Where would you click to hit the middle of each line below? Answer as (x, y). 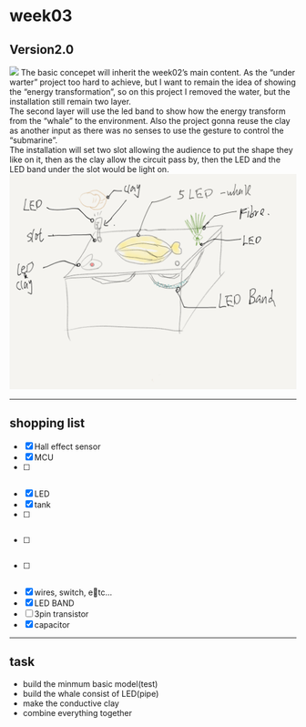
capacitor (52, 624)
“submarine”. (33, 140)
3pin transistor (61, 614)
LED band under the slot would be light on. (90, 169)
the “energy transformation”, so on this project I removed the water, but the (150, 92)
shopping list (47, 423)
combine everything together (77, 712)
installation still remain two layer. (71, 102)
